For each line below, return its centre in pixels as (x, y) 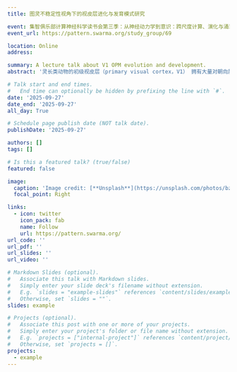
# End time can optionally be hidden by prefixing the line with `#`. (116, 91)
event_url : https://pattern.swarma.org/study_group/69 (90, 33)
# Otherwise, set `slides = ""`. (60, 299)
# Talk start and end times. (50, 85)
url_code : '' (26, 240)
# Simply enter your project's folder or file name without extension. (118, 331)
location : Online (33, 46)
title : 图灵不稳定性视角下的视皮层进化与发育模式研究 (76, 14)
